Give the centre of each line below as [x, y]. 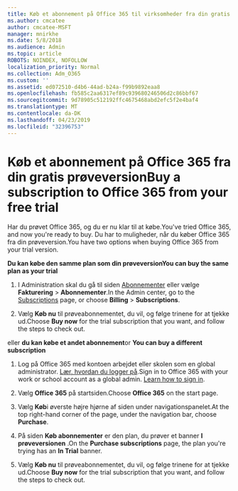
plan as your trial [33, 271]
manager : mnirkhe [33, 34]
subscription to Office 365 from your [118, 192]
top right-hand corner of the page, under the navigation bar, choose [117, 415]
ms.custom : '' [28, 80]
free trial [33, 207]
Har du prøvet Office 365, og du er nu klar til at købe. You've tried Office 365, [119, 227]
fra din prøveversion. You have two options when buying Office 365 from [113, 242]
